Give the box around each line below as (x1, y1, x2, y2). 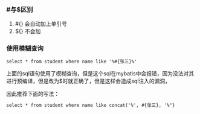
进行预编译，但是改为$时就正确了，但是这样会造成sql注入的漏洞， (6, 77, 171, 85)
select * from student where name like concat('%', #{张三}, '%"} (6, 103, 175, 109)
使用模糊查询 (6, 44, 44, 52)
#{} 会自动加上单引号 (15, 20, 68, 28)
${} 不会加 (15, 28, 41, 35)
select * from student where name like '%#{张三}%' (6, 59, 137, 65)
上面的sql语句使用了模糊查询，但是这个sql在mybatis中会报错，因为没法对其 (6, 70, 195, 77)
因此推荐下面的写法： (6, 90, 59, 98)
